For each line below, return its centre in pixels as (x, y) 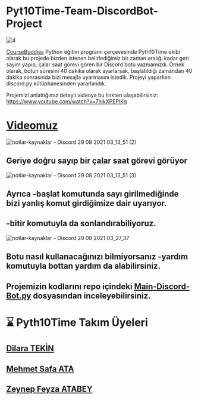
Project (24, 24)
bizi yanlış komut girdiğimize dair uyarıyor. (87, 203)
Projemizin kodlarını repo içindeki (69, 286)
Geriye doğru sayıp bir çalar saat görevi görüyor (97, 161)
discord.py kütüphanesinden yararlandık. (56, 83)
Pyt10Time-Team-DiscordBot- (82, 11)
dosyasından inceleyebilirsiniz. (92, 296)
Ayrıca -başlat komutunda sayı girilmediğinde (93, 194)
